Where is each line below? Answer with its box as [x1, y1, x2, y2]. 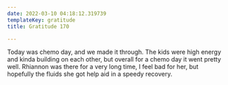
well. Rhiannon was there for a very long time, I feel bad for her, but [7, 63, 199, 71]
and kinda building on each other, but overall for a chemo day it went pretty [7, 55, 221, 64]
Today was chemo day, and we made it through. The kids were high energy [7, 48, 222, 56]
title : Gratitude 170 [7, 23, 70, 30]
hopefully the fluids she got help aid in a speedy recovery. [7, 70, 173, 78]
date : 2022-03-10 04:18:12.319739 [7, 10, 107, 17]
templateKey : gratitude [7, 17, 76, 23]
